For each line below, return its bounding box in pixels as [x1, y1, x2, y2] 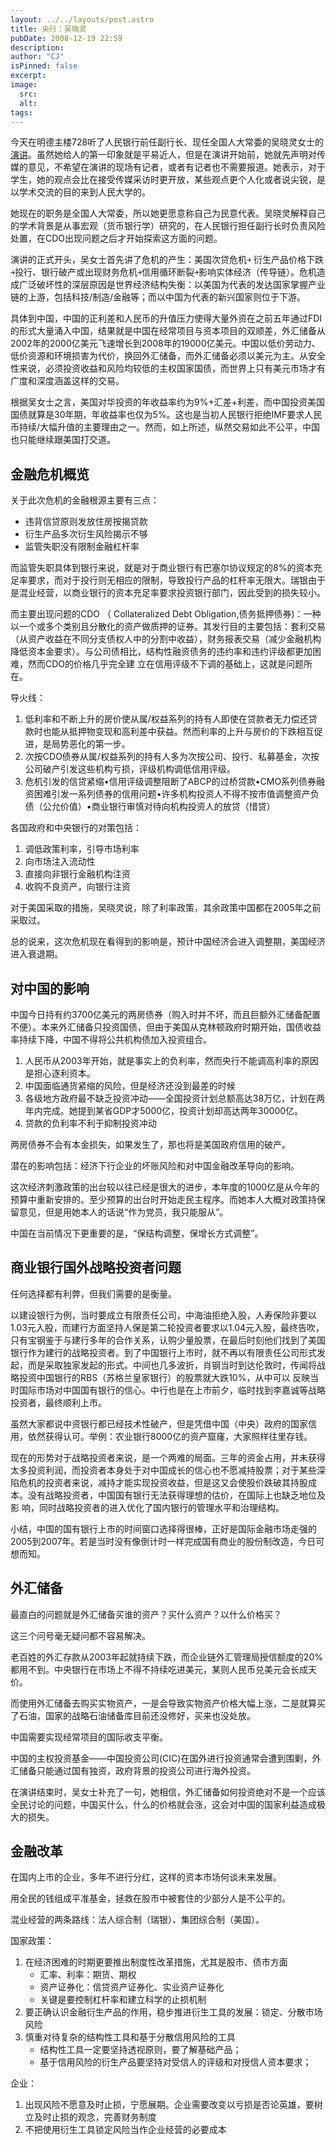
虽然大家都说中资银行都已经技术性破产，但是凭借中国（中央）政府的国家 [10, 1417, 308, 1430]
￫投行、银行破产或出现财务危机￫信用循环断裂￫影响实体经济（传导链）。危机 [10, 266, 317, 278]
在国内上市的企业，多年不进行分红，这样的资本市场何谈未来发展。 [10, 1871, 282, 1883]
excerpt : [10, 71, 47, 81]
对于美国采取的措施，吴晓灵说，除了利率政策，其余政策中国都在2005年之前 [10, 902, 322, 914]
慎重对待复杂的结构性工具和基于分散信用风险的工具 [24, 2031, 236, 2043]
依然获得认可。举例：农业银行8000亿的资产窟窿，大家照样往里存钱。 [27, 1430, 313, 1442]
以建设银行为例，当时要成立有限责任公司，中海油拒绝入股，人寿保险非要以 [10, 1309, 317, 1321]
